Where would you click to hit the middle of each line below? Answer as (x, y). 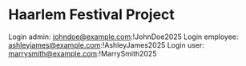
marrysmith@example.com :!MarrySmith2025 (83, 53)
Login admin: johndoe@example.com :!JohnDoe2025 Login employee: (123, 37)
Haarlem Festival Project (91, 15)
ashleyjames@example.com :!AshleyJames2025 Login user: (106, 45)
